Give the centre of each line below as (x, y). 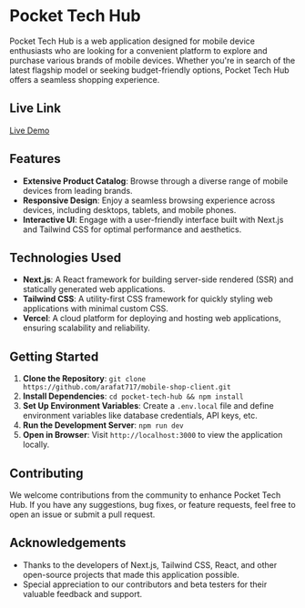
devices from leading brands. (78, 190)
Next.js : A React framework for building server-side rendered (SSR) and (158, 279)
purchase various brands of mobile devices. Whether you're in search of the (152, 60)
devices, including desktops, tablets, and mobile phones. (129, 209)
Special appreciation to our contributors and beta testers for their (145, 584)
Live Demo (30, 130)
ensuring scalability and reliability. (86, 328)
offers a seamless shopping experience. (85, 79)
